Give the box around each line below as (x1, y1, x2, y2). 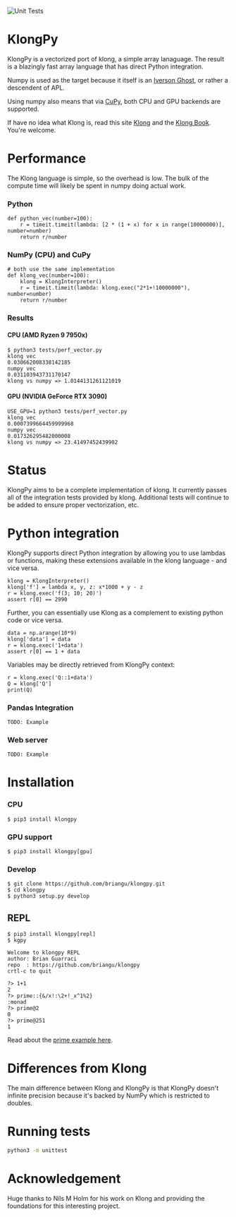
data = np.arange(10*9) (7, 629, 77, 636)
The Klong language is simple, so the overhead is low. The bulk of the (7, 174, 209, 182)
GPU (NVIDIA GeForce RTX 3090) (7, 392, 108, 400)
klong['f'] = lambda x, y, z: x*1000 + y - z (7, 583, 143, 590)
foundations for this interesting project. (7, 1201, 120, 1210)
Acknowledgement (7, 1171, 121, 1187)
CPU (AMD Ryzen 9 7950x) (7, 331, 88, 339)
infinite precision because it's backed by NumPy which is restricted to (7, 1091, 210, 1100)
